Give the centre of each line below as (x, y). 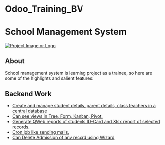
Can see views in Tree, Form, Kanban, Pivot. (57, 116)
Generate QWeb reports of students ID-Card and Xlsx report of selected (86, 121)
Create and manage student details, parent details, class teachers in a (84, 105)
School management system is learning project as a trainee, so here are (79, 73)
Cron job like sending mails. (41, 132)
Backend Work (28, 94)
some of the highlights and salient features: (49, 78)
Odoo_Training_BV (44, 9)
